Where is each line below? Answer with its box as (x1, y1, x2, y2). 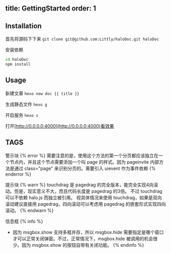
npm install (5, 62, 31, 67)
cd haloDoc (5, 57, 29, 62)
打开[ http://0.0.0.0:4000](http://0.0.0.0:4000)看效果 (5, 123, 114, 129)
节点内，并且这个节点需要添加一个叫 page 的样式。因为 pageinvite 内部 (9, 159, 159, 165)
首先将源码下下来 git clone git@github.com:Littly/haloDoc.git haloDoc (5, 36, 159, 42)
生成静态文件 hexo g (5, 101, 47, 107)
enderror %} (5, 171, 32, 177)
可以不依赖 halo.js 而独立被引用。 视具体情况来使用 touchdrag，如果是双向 (5, 194, 162, 201)
